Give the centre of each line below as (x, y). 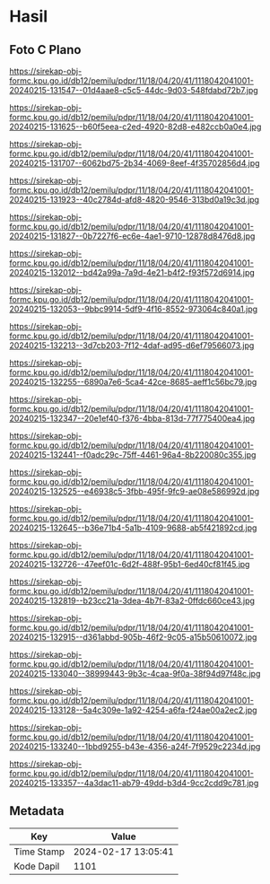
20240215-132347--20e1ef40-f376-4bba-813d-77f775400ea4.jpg (132, 418)
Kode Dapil (37, 866)
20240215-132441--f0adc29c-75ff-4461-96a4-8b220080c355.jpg (133, 455)
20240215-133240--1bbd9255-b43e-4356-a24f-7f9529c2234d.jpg (135, 746)
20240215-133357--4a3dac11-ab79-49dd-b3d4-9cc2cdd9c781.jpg (134, 783)
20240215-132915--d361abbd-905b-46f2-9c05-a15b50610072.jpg (133, 637)
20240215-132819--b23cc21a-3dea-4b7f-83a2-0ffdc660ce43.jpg (132, 600)
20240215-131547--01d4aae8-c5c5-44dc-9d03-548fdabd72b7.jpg (134, 90)
